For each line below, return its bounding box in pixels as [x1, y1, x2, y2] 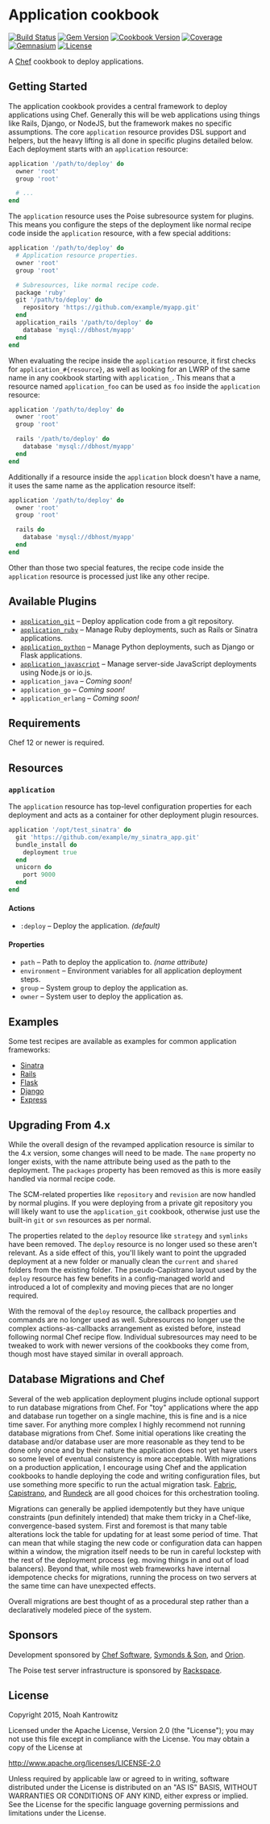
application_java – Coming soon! [19, 675, 132, 686]
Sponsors [8, 1628, 58, 1642]
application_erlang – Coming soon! [19, 693, 139, 703]
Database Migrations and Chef [8, 1373, 165, 1386]
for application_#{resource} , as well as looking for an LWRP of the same [8, 364, 251, 374]
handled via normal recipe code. [8, 1174, 116, 1183]
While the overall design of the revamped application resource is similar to [8, 1139, 255, 1149]
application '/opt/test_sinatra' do [8, 826, 131, 834]
